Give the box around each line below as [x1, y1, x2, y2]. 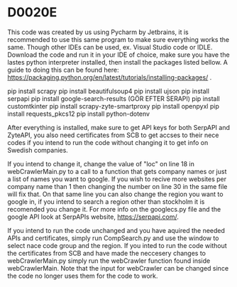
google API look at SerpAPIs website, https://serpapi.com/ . [7, 212, 179, 221]
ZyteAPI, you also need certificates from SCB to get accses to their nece [7, 131, 219, 139]
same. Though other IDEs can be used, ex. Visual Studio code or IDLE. [7, 43, 213, 51]
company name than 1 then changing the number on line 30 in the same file [7, 182, 228, 190]
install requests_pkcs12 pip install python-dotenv [7, 109, 150, 118]
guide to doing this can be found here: [7, 65, 119, 74]
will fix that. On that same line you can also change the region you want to [7, 190, 224, 198]
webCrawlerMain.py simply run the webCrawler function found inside [7, 256, 211, 265]
